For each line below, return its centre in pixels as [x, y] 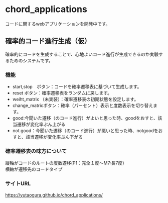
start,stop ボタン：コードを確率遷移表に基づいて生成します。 [77, 87]
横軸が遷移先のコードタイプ [34, 169]
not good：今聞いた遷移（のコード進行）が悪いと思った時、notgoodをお [88, 131]
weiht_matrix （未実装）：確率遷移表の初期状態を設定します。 [75, 99]
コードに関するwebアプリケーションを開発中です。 [58, 24]
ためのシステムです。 [31, 60]
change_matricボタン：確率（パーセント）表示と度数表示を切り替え [83, 106]
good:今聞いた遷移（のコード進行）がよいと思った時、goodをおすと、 [85, 118]
